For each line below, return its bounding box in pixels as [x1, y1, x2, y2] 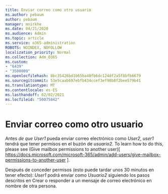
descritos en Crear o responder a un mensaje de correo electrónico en [5, 178, 152, 184]
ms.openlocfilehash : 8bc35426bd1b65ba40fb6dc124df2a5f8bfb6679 [5, 73, 141, 79]
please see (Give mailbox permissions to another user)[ [5, 146, 120, 152]
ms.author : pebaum [5, 12, 44, 17]
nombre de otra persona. [5, 183, 57, 189]
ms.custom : [5, 59, 28, 64]
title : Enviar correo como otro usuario [5, 7, 92, 13]
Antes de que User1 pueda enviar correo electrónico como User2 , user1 [5, 135, 154, 142]
